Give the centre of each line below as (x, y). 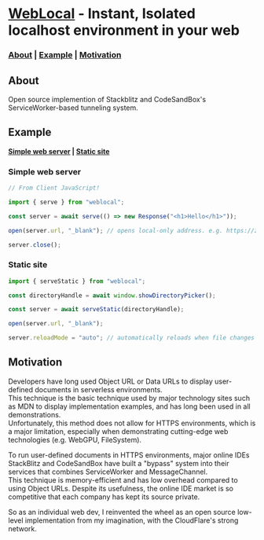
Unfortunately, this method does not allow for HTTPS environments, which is (132, 423)
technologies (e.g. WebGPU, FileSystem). (75, 439)
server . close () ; (35, 244)
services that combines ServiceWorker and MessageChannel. (108, 472)
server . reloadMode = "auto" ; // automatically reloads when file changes (132, 338)
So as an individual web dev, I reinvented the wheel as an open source (122, 512)
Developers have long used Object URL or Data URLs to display (111, 381)
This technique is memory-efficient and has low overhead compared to (123, 479)
